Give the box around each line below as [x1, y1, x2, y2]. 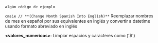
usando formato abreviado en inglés [5, 23, 78, 29]
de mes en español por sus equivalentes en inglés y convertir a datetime [5, 18, 151, 24]
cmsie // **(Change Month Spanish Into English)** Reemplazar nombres [5, 13, 154, 19]
